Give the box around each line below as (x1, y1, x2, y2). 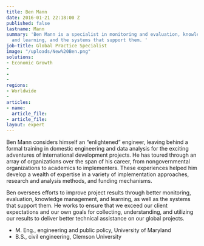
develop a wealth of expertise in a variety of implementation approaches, (6, 171, 189, 178)
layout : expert (6, 122, 45, 128)
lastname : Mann (6, 26, 45, 32)
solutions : (6, 54, 34, 60)
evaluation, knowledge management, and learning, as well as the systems (6, 196, 191, 203)
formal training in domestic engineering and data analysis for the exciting (6, 145, 189, 152)
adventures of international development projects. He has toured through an (6, 151, 197, 159)
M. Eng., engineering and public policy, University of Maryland (15, 227, 171, 234)
